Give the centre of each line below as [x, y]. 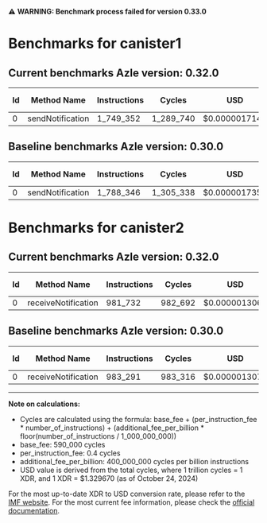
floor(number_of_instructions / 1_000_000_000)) [98, 436]
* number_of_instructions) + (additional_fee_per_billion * [112, 428]
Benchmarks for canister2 [96, 228]
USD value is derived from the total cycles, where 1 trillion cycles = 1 [131, 470]
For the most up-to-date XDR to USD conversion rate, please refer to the [127, 494]
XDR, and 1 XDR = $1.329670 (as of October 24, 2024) [109, 478]
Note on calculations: [44, 404]
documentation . [34, 510]
